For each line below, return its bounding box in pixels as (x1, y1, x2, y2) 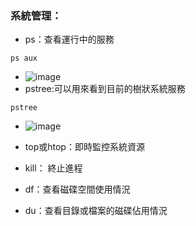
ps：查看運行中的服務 (24, 33, 115, 46)
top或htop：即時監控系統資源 (24, 141, 145, 153)
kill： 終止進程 (24, 162, 83, 174)
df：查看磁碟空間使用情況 (24, 183, 131, 196)
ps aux (10, 53, 38, 64)
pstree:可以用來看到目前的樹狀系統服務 (24, 83, 186, 95)
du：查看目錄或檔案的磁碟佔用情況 (24, 205, 168, 217)
